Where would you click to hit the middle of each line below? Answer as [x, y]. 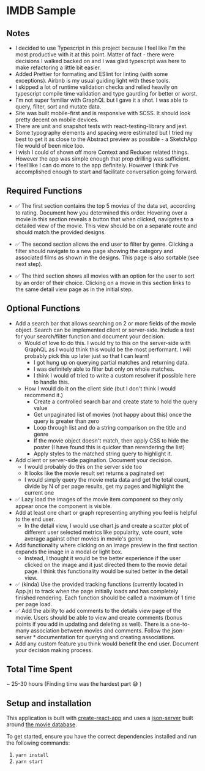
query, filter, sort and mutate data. [58, 107]
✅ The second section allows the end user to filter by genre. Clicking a [104, 244]
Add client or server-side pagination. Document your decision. [94, 460]
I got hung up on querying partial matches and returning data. [111, 362]
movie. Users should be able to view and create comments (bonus [99, 617]
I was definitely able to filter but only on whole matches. [104, 369]
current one [39, 492]
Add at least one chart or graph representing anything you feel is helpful [106, 512]
